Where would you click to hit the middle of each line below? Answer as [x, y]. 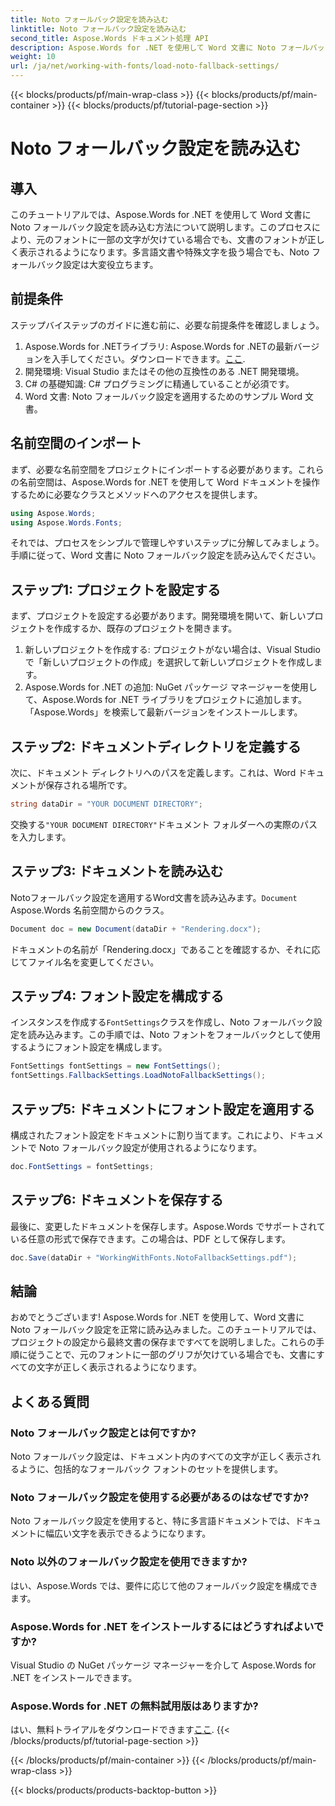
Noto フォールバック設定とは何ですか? [103, 1433]
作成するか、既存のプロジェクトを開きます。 [145, 628]
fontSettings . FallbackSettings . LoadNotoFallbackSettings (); [138, 1076]
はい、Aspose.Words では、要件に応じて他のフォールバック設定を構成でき [164, 1585]
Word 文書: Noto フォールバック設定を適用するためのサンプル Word [163, 396]
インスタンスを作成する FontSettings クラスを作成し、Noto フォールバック [162, 1022]
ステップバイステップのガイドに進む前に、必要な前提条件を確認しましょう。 [167, 325]
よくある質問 [50, 1401]
